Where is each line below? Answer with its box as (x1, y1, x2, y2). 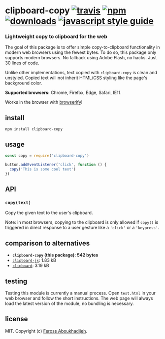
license (5, 315, 28, 323)
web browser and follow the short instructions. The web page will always (5, 295, 153, 301)
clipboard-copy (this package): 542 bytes (12, 252, 99, 258)
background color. (5, 80, 42, 86)
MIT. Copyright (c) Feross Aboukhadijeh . (5, 328, 88, 334)
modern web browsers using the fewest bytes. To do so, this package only (5, 49, 157, 55)
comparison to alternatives (5, 239, 90, 247)
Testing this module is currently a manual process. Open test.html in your (5, 290, 156, 296)
